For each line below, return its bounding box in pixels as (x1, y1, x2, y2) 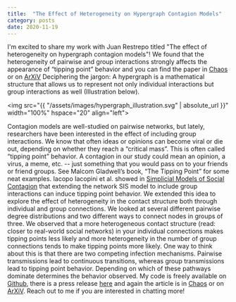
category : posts (7, 17, 55, 24)
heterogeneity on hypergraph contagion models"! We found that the (7, 50, 204, 58)
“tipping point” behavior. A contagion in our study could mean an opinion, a (7, 152, 225, 161)
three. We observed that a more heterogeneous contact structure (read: (7, 220, 216, 228)
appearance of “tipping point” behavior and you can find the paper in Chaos (7, 65, 228, 74)
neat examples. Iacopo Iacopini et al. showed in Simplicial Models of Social (7, 175, 225, 183)
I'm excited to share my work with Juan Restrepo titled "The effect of (7, 43, 208, 51)
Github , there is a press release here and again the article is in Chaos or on (7, 279, 224, 288)
